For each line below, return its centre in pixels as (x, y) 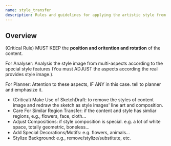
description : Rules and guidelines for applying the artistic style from (86, 15)
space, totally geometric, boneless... (51, 127)
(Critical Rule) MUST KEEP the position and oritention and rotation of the (83, 48)
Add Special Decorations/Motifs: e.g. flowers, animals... (71, 133)
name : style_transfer (28, 10)
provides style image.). (29, 75)
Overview (21, 36)
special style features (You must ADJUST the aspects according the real (81, 69)
